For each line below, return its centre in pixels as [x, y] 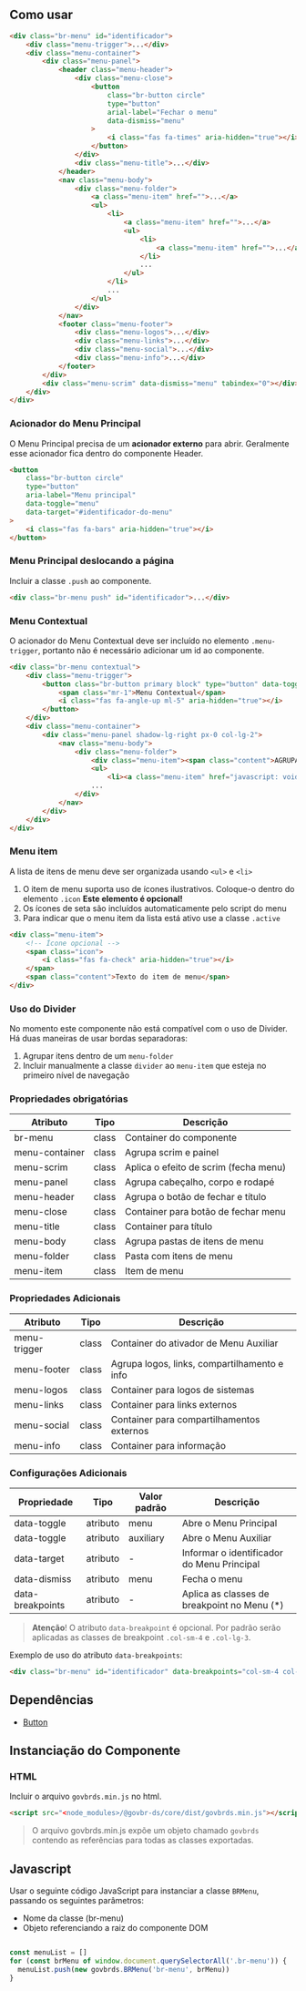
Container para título [168, 1226]
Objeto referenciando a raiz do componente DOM [115, 1928]
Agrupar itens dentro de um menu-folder [98, 1056]
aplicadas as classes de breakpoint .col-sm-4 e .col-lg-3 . [141, 1637]
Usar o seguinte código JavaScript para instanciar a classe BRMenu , [134, 1891]
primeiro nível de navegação [76, 1075]
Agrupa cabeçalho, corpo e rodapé [199, 1182]
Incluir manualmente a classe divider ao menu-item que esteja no [144, 1066]
